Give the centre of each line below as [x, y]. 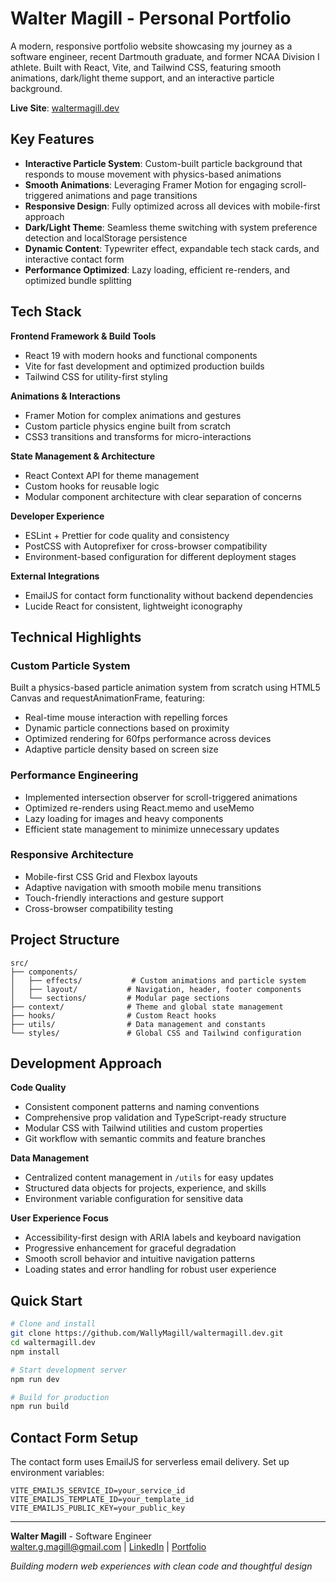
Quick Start [46, 1300]
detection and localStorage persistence [106, 238]
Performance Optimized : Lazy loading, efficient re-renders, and [157, 269]
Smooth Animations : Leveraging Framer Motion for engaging [151, 184]
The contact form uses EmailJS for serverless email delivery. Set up [150, 1462]
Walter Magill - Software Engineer [81, 1536]
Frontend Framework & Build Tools [83, 336]
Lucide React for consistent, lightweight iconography [133, 606]
